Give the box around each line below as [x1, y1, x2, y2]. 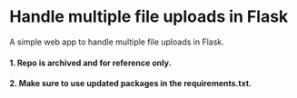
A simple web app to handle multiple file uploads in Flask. [9, 36, 224, 47]
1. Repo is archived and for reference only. [9, 57, 172, 68]
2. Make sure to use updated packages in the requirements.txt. [9, 78, 252, 89]
